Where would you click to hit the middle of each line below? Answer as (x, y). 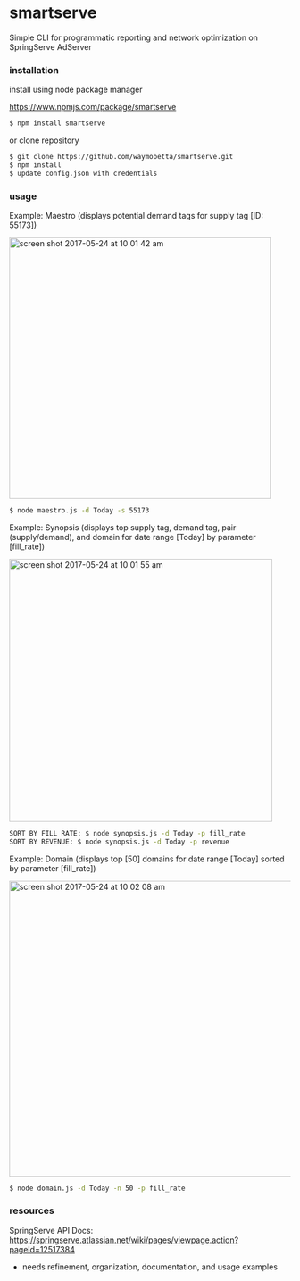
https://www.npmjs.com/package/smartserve (93, 107)
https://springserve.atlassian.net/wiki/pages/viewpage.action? (124, 1240)
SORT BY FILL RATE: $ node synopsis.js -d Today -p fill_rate (127, 833)
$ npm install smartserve (57, 123)
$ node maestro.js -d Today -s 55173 (79, 511)
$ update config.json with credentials (83, 173)
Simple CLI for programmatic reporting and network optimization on (134, 37)
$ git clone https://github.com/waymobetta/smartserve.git (121, 157)
